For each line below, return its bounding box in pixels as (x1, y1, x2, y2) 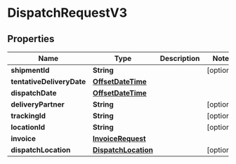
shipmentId (11, 65, 50, 75)
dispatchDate (11, 88, 58, 97)
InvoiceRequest (92, 134, 146, 143)
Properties (7, 33, 55, 45)
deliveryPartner (11, 100, 65, 109)
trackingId (11, 111, 46, 121)
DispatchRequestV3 (7, 5, 128, 21)
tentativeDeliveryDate (11, 77, 86, 86)
